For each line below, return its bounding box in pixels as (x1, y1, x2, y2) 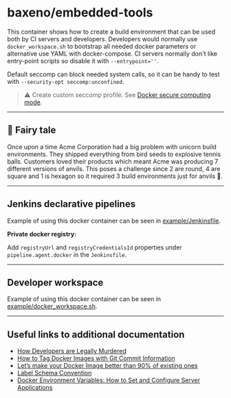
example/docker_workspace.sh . (7, 302, 98, 311)
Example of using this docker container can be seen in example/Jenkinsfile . (7, 217, 221, 225)
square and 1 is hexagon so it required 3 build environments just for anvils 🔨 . (7, 172, 223, 180)
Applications (16, 384, 53, 392)
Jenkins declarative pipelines (7, 198, 136, 210)
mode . (23, 98, 43, 106)
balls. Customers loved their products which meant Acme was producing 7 (7, 157, 219, 166)
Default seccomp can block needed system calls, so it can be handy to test (7, 70, 220, 78)
